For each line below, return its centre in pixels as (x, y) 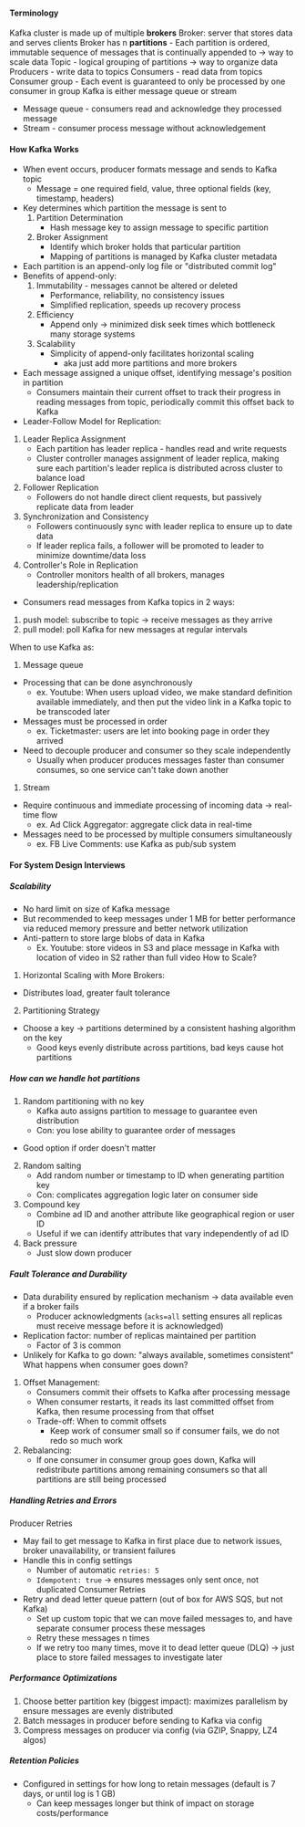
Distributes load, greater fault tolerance (96, 992)
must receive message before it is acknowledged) (130, 1326)
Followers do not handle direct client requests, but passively (149, 497)
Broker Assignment (72, 237)
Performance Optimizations (63, 1678)
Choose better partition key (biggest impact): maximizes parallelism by (155, 1701)
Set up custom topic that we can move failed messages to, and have (164, 1618)
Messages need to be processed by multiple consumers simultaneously (158, 834)
